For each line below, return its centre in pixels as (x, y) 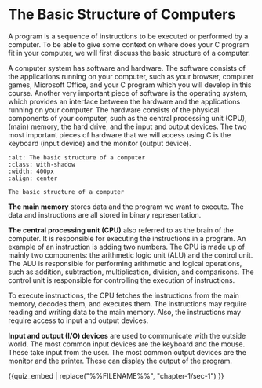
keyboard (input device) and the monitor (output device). (100, 143)
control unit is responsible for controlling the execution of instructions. (122, 280)
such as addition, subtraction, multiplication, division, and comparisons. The (131, 272)
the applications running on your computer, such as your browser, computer (131, 76)
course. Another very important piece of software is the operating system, (128, 93)
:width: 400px (31, 171)
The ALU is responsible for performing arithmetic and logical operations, (125, 263)
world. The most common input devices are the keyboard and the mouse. (127, 344)
